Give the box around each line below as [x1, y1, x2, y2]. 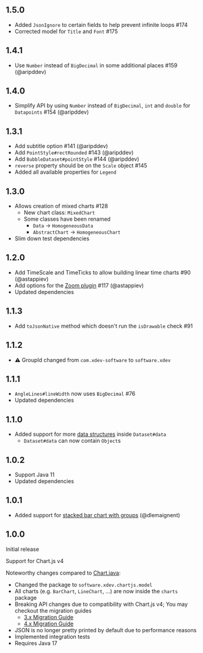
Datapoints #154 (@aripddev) [14, 108, 89, 116]
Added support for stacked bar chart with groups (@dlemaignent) [14, 511, 180, 518]
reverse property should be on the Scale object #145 [14, 162, 147, 169]
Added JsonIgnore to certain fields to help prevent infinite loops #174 [14, 21, 188, 28]
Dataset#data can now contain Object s [23, 437, 121, 445]
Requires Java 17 [14, 639, 57, 647]
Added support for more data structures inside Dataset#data [14, 430, 166, 438]
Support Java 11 [14, 471, 55, 478]
